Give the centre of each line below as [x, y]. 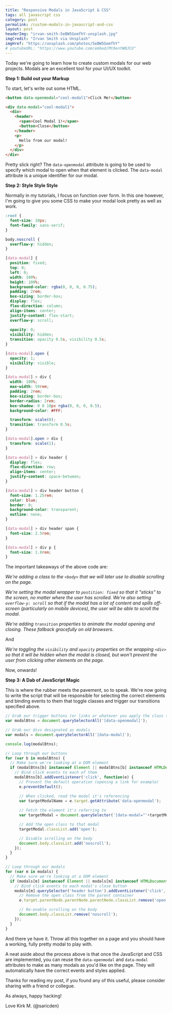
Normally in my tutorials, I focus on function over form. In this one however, [85, 195]
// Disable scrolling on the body [56, 838]
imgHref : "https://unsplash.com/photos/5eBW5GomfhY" [63, 44]
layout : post [19, 29]
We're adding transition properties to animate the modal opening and [80, 624]
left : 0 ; [19, 272]
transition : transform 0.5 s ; [41, 425]
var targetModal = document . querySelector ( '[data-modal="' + [84, 815]
